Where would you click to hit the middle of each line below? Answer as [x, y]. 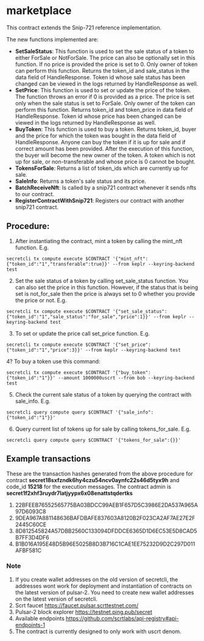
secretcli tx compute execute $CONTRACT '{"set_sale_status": [87, 311]
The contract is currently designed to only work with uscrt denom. [98, 631]
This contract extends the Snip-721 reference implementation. [84, 27]
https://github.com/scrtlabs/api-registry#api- [122, 618]
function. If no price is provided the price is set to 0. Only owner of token [106, 64]
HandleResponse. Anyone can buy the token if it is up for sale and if [100, 142]
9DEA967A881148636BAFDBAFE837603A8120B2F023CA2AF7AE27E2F [105, 518]
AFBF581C [28, 550]
